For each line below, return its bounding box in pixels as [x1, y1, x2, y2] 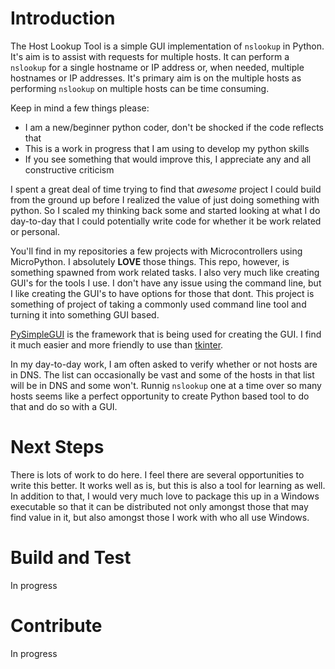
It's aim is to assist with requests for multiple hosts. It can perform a [10, 50, 290, 62]
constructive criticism [24, 163, 115, 176]
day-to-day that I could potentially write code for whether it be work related [10, 215, 322, 227]
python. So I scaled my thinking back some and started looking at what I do [10, 204, 321, 216]
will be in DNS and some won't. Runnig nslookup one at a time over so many [10, 379, 322, 391]
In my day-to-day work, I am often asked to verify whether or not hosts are [10, 358, 318, 370]
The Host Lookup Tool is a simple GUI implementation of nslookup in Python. [10, 40, 325, 52]
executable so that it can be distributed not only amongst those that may [10, 500, 309, 512]
